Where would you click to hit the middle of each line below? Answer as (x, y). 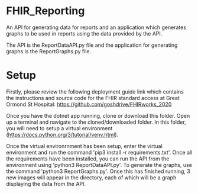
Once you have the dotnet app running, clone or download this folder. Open (98, 115)
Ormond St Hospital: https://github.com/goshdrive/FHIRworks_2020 (89, 104)
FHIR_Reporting (46, 11)
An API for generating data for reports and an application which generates (96, 27)
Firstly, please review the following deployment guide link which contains (95, 91)
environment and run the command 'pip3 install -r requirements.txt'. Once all (99, 152)
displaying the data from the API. (46, 184)
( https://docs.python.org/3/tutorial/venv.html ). (62, 134)
